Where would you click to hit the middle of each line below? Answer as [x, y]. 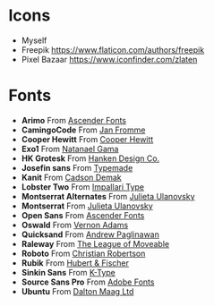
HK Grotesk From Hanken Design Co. [90, 158]
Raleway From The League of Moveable [95, 243]
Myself [34, 40]
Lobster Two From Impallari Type [83, 187]
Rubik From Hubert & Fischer [75, 263]
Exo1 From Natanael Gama [70, 149]
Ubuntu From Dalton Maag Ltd [77, 291]
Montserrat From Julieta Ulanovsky [87, 206]
